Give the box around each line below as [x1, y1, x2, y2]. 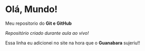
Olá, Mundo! [5, 4, 58, 15]
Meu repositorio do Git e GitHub [5, 20, 72, 26]
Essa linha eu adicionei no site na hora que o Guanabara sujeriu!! [5, 39, 140, 46]
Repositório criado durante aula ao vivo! [5, 30, 89, 36]
